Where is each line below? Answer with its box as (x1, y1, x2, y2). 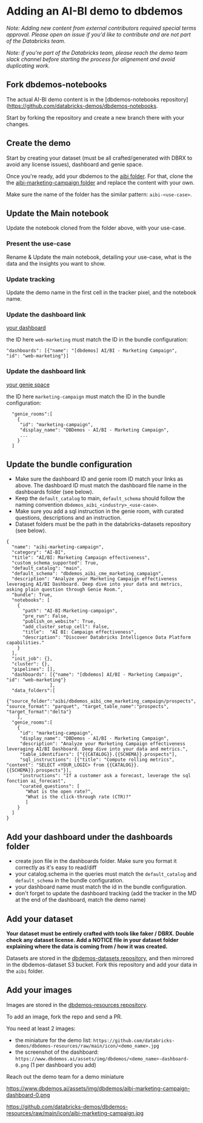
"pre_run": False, (22, 613, 69, 619)
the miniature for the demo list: (15, 1036, 92, 1043)
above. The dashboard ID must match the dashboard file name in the (15, 482, 187, 489)
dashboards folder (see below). (15, 488, 94, 496)
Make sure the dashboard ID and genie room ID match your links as (15, 475, 184, 483)
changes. (6, 120, 30, 128)
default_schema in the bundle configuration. (15, 877, 124, 884)
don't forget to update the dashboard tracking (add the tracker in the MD (15, 890, 197, 897)
